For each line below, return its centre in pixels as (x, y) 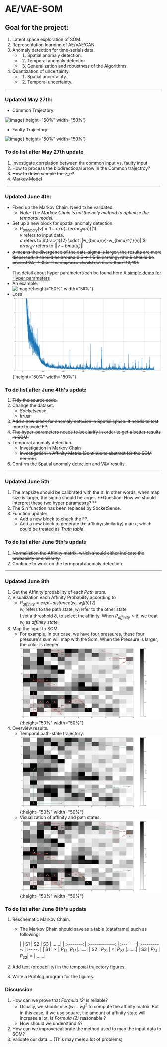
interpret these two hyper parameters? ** (55, 503)
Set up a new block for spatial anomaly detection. (63, 223)
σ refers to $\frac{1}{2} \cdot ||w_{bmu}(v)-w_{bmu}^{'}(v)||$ (83, 240)
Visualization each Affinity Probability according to (64, 597)
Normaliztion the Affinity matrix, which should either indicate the (78, 553)
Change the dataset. (33, 406)
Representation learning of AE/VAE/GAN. (54, 45)
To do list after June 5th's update (46, 542)
